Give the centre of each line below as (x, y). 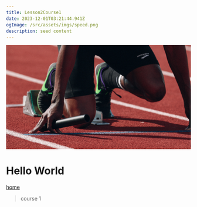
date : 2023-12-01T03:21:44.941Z (45, 18)
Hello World (35, 171)
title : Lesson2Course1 (34, 12)
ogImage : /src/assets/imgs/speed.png (52, 25)
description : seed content (39, 31)
